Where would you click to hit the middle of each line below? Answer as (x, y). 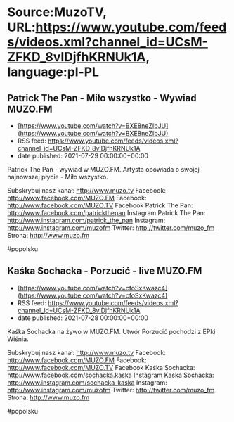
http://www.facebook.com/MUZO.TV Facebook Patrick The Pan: (100, 205)
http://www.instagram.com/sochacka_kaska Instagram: (87, 382)
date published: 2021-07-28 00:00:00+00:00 (83, 318)
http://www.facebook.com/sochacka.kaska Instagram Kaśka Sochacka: (111, 375)
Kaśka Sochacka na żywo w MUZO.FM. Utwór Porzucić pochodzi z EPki (111, 331)
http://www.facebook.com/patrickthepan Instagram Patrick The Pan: (106, 213)
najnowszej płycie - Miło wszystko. (58, 177)
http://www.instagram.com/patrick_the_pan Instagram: (86, 220)
